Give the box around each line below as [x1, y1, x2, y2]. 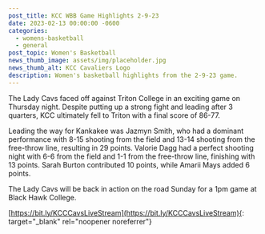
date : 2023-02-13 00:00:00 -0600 [8, 19, 120, 27]
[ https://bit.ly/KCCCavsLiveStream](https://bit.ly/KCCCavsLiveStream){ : [8, 208, 245, 217]
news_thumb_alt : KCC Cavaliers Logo [8, 64, 130, 72]
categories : [8, 26, 48, 34]
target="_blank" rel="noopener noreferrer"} [8, 216, 152, 226]
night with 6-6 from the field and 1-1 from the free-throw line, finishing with [8, 151, 255, 161]
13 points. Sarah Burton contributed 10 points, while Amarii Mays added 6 [8, 159, 251, 169]
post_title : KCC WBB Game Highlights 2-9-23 [8, 11, 159, 20]
